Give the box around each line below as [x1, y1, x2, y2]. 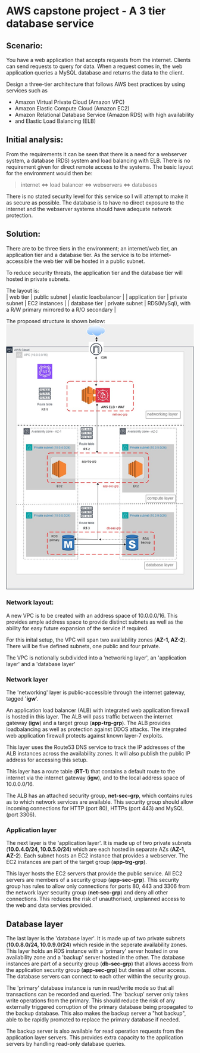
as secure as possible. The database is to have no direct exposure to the [6, 199, 185, 206]
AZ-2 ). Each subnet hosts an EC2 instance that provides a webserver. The [6, 852, 189, 859]
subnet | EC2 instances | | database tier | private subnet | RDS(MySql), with [6, 299, 191, 306]
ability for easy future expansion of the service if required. [6, 624, 149, 631]
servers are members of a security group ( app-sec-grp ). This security [6, 877, 180, 884]
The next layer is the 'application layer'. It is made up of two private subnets [6, 840, 192, 847]
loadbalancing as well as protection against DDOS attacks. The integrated [6, 726, 187, 733]
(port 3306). [6, 811, 37, 818]
